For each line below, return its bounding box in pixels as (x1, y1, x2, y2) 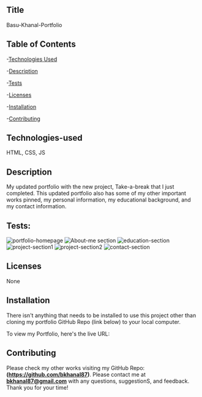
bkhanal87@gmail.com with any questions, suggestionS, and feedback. (6, 377, 190, 385)
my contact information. (6, 203, 67, 210)
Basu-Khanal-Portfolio (6, 21, 62, 28)
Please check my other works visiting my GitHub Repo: (6, 364, 145, 371)
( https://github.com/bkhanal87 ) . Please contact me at (6, 371, 146, 378)
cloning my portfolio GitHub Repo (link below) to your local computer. (6, 318, 181, 325)
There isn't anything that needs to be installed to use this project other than (6, 312, 196, 319)
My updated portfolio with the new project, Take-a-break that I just (6, 183, 174, 191)
